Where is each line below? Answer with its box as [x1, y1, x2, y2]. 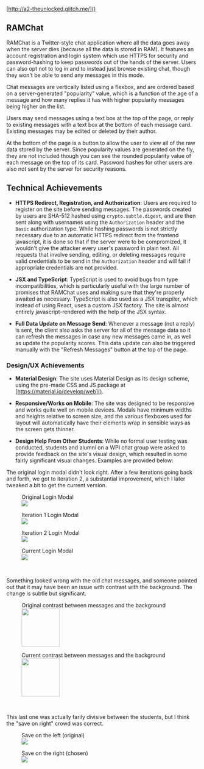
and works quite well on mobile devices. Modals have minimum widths [15, 406, 192, 413]
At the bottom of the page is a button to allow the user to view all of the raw [6, 139, 196, 146]
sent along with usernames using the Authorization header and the [15, 218, 185, 226]
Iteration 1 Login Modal [21, 511, 79, 518]
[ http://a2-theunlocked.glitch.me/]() [6, 5, 96, 12]
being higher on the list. [6, 102, 66, 110]
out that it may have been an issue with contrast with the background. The [6, 583, 193, 590]
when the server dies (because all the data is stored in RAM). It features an [6, 45, 194, 52]
